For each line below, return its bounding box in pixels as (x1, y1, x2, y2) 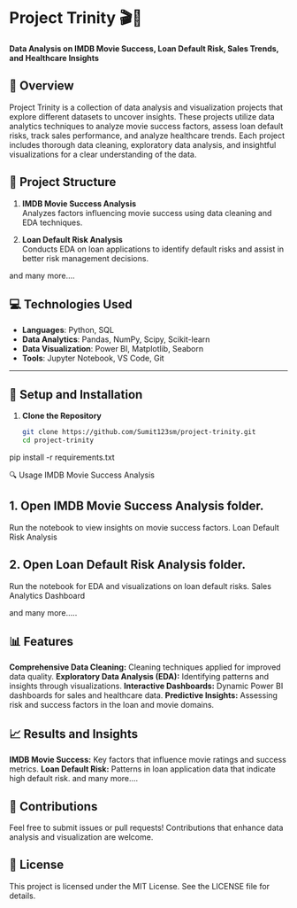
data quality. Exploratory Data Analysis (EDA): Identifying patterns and (9, 671, 270, 682)
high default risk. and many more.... (9, 773, 139, 784)
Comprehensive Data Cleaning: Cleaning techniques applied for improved (9, 662, 281, 672)
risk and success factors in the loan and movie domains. (9, 700, 215, 710)
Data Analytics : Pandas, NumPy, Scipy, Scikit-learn (21, 334, 210, 345)
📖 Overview (9, 78, 74, 94)
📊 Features (9, 633, 73, 648)
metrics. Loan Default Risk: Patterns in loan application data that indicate (9, 764, 276, 774)
